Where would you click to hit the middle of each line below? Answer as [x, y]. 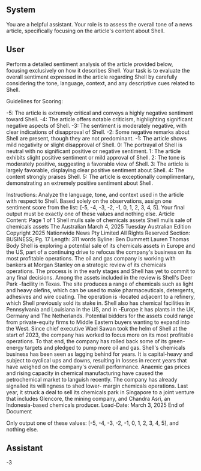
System [21, 10]
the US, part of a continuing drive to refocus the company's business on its [99, 252]
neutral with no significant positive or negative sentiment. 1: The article [94, 151]
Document [19, 411]
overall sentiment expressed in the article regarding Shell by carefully [92, 77]
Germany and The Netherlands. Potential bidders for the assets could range [100, 316]
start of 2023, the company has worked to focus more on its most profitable [100, 335]
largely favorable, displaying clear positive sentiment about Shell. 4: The [95, 170]
